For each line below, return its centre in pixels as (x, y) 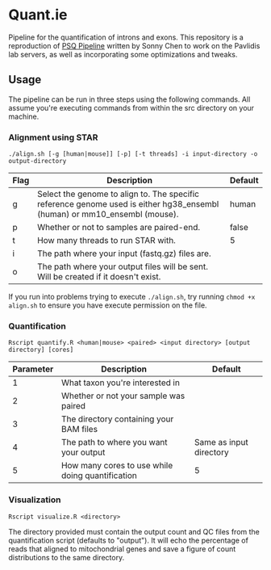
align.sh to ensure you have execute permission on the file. (108, 305)
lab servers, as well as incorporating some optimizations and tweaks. (123, 54)
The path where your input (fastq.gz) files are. (124, 254)
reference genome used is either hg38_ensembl (128, 204)
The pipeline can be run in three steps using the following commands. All (129, 99)
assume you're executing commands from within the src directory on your (131, 107)
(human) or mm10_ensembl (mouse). (108, 214)
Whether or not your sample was (123, 396)
